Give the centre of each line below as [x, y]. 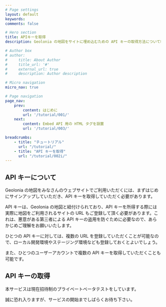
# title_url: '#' [27, 64]
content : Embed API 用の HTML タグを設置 [63, 124]
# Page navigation [24, 96]
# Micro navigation [25, 83]
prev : [20, 105]
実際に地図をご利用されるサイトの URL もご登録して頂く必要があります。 [80, 213]
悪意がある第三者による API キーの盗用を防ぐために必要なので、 [83, 219]
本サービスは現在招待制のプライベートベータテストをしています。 [72, 289]
